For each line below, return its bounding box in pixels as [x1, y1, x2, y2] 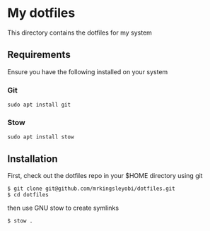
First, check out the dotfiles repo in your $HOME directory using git [7, 172, 203, 180]
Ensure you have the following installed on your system [7, 67, 168, 76]
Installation [7, 153, 58, 165]
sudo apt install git [7, 101, 71, 109]
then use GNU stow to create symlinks [7, 203, 119, 213]
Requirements [7, 49, 71, 61]
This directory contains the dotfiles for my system [7, 28, 152, 37]
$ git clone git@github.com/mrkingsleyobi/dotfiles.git [7, 185, 175, 192]
